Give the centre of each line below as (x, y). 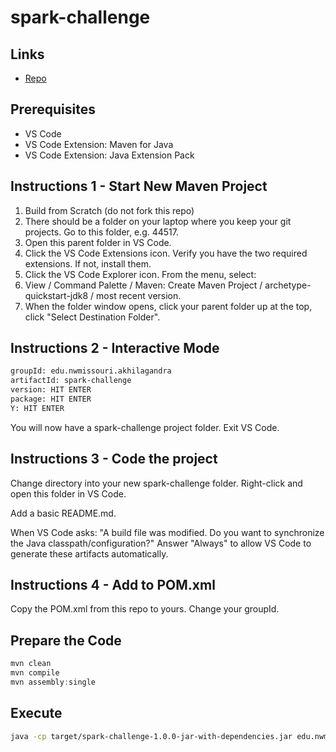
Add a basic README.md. (63, 513)
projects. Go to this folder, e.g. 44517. (101, 232)
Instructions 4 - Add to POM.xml (113, 585)
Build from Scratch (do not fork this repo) (109, 210)
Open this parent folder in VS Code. (98, 242)
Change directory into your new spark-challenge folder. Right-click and (156, 483)
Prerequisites (53, 109)
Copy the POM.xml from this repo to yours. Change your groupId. (145, 609)
